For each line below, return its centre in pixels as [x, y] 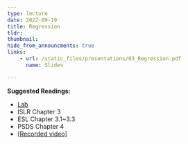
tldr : [15, 33]
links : [17, 53]
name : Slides [44, 65]
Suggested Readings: [39, 91]
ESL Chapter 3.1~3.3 [46, 119]
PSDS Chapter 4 [41, 126]
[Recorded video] [42, 134]
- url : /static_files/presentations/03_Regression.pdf [101, 59]
